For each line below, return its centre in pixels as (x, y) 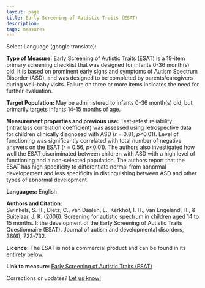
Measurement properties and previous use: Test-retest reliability (89, 121)
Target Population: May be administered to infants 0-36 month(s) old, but (99, 103)
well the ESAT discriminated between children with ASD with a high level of (101, 154)
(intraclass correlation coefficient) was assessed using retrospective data (99, 128)
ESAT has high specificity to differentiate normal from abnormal (86, 167)
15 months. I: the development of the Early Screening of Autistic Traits (94, 223)
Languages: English (32, 192)
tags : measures (26, 29)
